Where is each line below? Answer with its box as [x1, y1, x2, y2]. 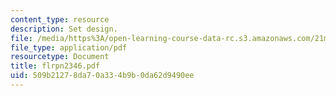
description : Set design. [10, 24, 118, 34]
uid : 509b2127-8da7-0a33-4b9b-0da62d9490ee [10, 71, 195, 81]
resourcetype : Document [10, 52, 110, 62]
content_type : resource [10, 14, 110, 25]
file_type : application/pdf [10, 42, 128, 53]
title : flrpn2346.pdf [10, 61, 101, 71]
